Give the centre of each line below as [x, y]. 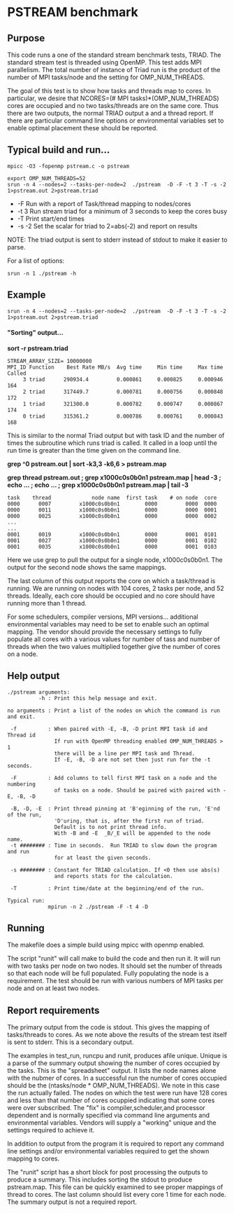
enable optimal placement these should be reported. [83, 128]
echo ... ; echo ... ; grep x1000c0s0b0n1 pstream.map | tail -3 [98, 485]
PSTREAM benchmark [73, 12]
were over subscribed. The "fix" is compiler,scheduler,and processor [107, 1108]
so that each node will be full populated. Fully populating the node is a [108, 973]
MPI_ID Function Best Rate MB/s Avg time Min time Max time [115, 367]
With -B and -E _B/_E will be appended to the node [132, 833]
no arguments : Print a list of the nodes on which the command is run [114, 711]
